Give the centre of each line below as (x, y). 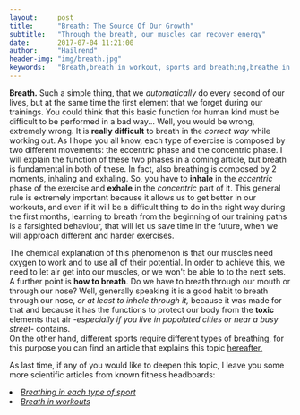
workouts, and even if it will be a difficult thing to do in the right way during (147, 207)
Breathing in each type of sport (78, 392)
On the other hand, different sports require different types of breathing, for (147, 338)
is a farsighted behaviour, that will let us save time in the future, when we (144, 225)
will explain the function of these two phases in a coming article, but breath (148, 159)
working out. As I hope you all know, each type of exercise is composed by (147, 140)
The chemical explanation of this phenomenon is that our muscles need (141, 252)
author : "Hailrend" (54, 51)
